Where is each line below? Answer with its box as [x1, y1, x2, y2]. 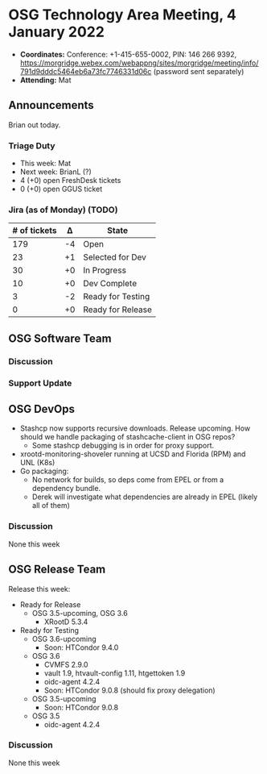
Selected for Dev [83, 252, 147, 263]
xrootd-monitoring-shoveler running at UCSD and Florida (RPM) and [19, 449, 246, 459]
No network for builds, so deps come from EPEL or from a [31, 475, 224, 485]
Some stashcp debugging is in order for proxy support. [31, 441, 215, 451]
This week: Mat [19, 159, 72, 169]
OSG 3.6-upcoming [31, 634, 97, 643]
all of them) [31, 501, 71, 510]
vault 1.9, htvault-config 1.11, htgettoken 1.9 [43, 668, 186, 678]
